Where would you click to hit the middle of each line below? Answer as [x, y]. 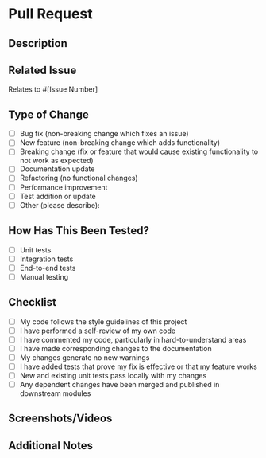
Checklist [33, 302]
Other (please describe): [60, 205]
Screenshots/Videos [60, 419]
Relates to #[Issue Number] [53, 89]
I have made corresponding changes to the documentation [116, 348]
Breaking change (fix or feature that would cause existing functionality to [139, 151]
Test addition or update [58, 196]
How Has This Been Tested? [79, 231]
